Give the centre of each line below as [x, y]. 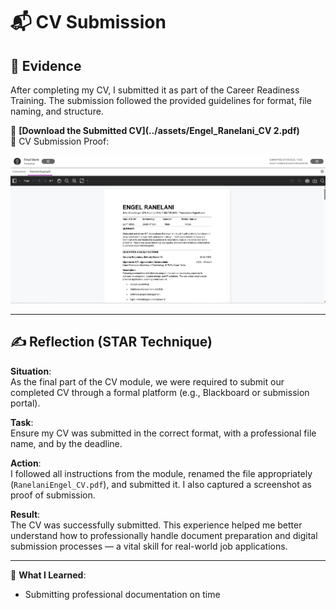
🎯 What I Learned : [48, 575]
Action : [26, 463]
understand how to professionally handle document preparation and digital [164, 535]
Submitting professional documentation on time [122, 594]
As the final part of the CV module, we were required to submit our [147, 381]
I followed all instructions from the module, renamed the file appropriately [161, 473]
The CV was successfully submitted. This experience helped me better [156, 525]
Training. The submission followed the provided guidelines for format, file [161, 100]
